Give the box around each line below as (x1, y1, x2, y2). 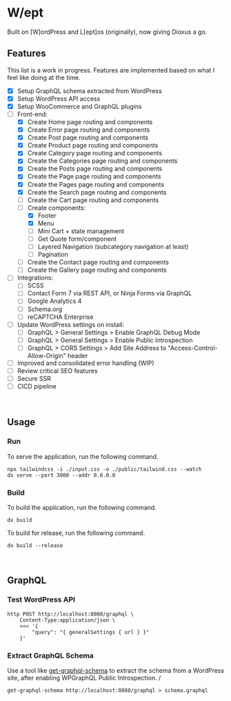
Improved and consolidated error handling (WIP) (17, 359, 154, 367)
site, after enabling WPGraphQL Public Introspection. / (7, 674, 161, 682)
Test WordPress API (7, 595, 76, 604)
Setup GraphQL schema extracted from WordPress (17, 86, 162, 95)
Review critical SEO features (17, 366, 98, 375)
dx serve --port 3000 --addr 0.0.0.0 (7, 471, 116, 479)
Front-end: (17, 110, 48, 118)
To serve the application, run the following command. (7, 452, 159, 460)
